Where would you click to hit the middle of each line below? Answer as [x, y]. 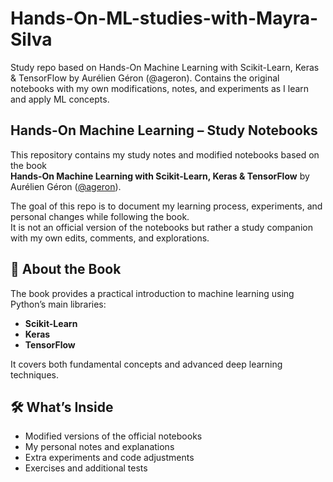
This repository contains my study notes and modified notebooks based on [165, 154]
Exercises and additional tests [86, 468]
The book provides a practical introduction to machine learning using [152, 293]
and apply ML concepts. [60, 99]
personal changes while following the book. [100, 216]
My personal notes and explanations [99, 447]
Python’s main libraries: [58, 304]
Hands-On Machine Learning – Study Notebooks [164, 130]
